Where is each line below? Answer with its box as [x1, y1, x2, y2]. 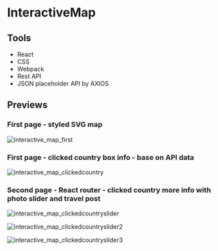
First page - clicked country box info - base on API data [7, 152, 195, 162]
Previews [7, 99, 48, 111]
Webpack [16, 65, 45, 73]
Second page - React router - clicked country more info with [7, 185, 211, 195]
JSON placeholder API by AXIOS [16, 80, 110, 87]
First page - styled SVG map [7, 120, 103, 130]
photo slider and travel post [7, 193, 101, 203]
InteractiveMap [7, 5, 96, 21]
